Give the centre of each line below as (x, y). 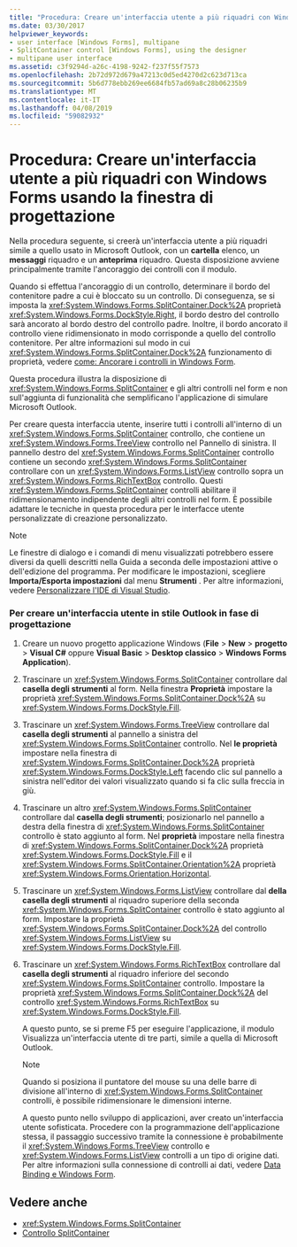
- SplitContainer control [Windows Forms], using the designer (128, 50)
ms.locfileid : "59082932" (57, 116)
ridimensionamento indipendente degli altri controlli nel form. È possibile (141, 500)
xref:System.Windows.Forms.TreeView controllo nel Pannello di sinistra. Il (143, 443)
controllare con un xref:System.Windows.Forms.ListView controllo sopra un (147, 471)
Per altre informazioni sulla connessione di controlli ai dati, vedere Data (151, 1165)
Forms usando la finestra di (111, 198)
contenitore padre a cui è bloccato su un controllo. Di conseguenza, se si (142, 296)
